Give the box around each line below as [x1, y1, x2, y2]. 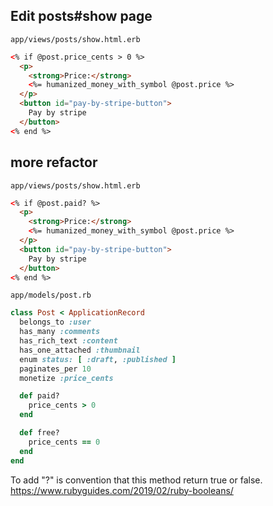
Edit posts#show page [10, 8, 153, 25]
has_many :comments [19, 327, 101, 337]
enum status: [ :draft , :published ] [19, 354, 177, 364]
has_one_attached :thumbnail [19, 345, 141, 355]
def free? [19, 428, 60, 438]
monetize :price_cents [19, 373, 114, 383]
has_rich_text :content [19, 336, 118, 346]
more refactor [10, 154, 98, 171]
